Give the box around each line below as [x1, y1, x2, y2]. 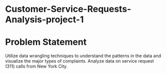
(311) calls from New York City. [5, 63, 68, 70]
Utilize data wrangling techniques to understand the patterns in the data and [5, 53, 162, 59]
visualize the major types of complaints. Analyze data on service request [5, 58, 154, 64]
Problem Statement [5, 37, 87, 48]
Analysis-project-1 [5, 14, 84, 25]
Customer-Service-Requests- [5, 3, 132, 15]
